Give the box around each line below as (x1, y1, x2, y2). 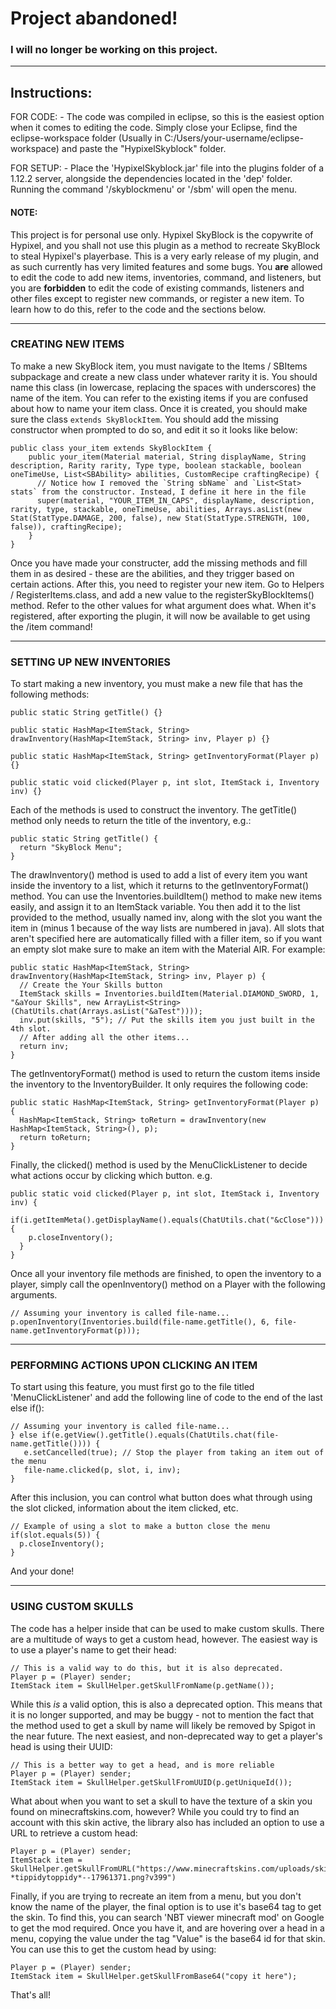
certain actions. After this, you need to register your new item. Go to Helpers (10, 578, 325, 590)
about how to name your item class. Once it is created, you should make (10, 402, 308, 414)
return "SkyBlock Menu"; (19, 843, 123, 853)
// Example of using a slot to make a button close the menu (10, 1522, 271, 1532)
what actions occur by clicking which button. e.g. (10, 1170, 213, 1182)
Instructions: (10, 84, 93, 101)
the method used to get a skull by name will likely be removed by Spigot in (10, 1719, 316, 1731)
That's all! (10, 1988, 51, 2001)
